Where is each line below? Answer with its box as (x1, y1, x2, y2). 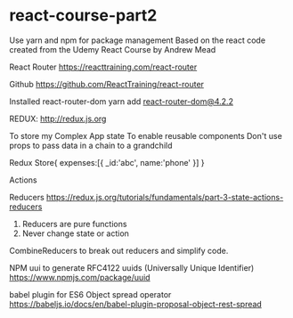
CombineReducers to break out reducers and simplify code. (9, 245, 229, 256)
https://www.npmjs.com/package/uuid (9, 272, 151, 282)
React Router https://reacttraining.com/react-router (9, 61, 198, 72)
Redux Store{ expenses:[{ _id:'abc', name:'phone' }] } (9, 157, 205, 167)
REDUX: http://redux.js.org (9, 113, 107, 124)
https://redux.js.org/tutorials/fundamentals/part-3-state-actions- (45, 192, 284, 202)
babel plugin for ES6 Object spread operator (9, 289, 172, 299)
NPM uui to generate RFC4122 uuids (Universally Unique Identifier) (9, 262, 255, 273)
